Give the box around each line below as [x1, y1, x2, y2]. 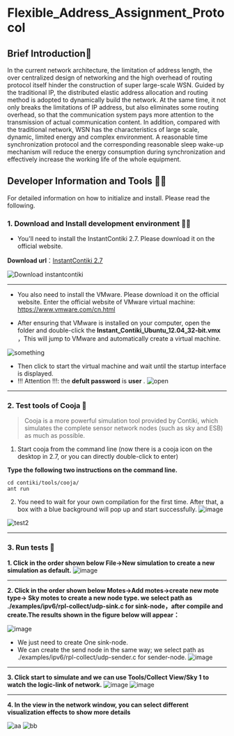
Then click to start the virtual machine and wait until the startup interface [17, 362, 226, 371]
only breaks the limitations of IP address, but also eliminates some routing [7, 103, 219, 111]
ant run [7, 485, 30, 493]
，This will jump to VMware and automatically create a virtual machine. [17, 334, 221, 343]
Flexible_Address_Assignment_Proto [7, 5, 225, 21]
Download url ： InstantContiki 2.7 [7, 256, 103, 265]
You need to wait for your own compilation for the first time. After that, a [17, 498, 224, 506]
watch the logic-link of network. [7, 680, 102, 689]
